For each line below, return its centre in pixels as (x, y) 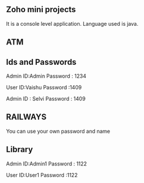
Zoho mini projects (41, 10)
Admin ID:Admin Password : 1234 (46, 76)
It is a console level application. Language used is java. (72, 23)
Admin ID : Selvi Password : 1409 (46, 99)
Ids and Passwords (41, 62)
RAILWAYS (26, 117)
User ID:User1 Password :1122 (42, 175)
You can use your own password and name (58, 131)
